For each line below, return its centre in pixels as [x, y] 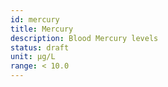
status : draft [40, 47]
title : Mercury [42, 29]
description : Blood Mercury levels [84, 38]
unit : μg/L [33, 57]
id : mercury [35, 19]
